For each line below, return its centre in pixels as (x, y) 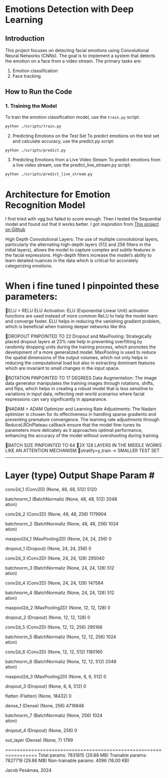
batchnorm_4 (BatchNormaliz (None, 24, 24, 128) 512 (60, 593)
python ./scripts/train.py (33, 126)
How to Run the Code (39, 92)
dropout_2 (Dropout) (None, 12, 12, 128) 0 (48, 618)
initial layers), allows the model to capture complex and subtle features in (80, 250)
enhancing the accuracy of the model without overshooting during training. (82, 436)
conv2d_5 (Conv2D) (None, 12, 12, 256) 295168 (54, 627)
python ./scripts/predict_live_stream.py (49, 174)
